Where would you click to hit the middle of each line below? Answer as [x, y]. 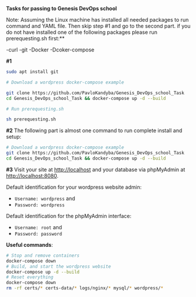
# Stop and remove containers [43, 255]
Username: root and [38, 227]
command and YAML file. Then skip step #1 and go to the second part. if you [98, 26]
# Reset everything [30, 277]
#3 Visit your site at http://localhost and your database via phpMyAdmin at [96, 170]
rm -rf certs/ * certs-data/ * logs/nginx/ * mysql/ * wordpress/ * [85, 288]
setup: [14, 137]
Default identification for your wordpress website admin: [74, 187]
